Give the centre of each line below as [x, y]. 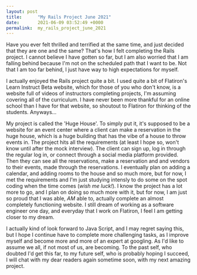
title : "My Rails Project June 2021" [59, 17]
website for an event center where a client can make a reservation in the [93, 130]
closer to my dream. [30, 217]
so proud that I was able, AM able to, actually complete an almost [85, 199]
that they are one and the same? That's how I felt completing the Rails [90, 51]
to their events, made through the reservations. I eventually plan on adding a [98, 167]
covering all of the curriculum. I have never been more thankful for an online [98, 100]
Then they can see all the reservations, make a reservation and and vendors [98, 161]
